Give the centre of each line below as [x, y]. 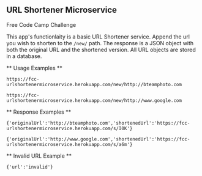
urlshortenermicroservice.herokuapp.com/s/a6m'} [69, 144]
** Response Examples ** [39, 112]
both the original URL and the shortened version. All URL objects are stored [101, 50]
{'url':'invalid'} [30, 167]
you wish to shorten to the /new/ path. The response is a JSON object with [100, 43]
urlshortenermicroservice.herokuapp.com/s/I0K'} [69, 128]
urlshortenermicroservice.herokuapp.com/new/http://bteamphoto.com [94, 84]
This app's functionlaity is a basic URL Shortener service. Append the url [98, 37]
